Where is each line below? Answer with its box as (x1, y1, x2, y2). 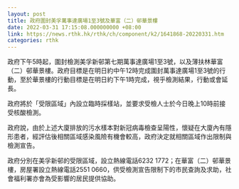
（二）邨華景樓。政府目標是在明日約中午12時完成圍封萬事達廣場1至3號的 (7, 66, 220, 75)
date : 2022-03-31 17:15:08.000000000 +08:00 (7, 24, 142, 31)
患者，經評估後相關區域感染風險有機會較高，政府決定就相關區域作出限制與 (13, 133, 232, 141)
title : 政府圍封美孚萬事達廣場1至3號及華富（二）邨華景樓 (7, 17, 158, 24)
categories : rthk (7, 37, 59, 44)
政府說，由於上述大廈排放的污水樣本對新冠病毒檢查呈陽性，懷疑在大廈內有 (7, 123, 225, 132)
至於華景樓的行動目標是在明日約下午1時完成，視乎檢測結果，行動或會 (19, 76, 222, 84)
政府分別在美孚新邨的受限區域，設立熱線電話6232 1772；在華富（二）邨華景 (7, 156, 231, 165)
